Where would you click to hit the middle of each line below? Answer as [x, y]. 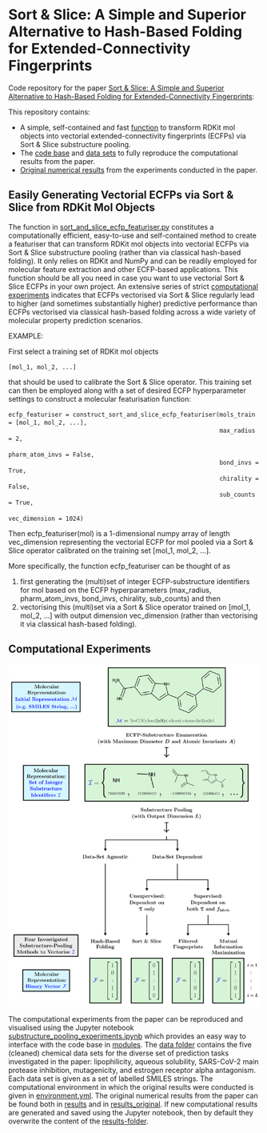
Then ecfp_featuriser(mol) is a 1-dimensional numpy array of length [119, 533]
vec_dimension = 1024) [46, 518]
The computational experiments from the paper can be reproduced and [126, 1019]
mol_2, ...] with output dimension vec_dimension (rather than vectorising [139, 615]
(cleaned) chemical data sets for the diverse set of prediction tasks [119, 1053]
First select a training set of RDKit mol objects [84, 351]
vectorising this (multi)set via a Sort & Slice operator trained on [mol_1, [135, 607]
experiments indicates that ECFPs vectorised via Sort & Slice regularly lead [132, 294]
